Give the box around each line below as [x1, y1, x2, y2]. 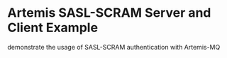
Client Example [7, 20, 98, 36]
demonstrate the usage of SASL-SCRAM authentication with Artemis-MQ [7, 43, 221, 51]
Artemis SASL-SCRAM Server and [7, 5, 211, 21]
